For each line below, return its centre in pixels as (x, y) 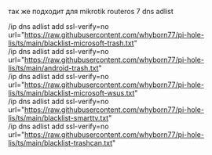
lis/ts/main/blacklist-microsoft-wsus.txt (71, 93)
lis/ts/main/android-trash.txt (53, 68)
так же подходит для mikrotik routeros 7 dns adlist (91, 11)
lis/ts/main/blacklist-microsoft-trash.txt (71, 43)
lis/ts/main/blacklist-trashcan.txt (60, 143)
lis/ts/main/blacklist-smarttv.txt (58, 118)
